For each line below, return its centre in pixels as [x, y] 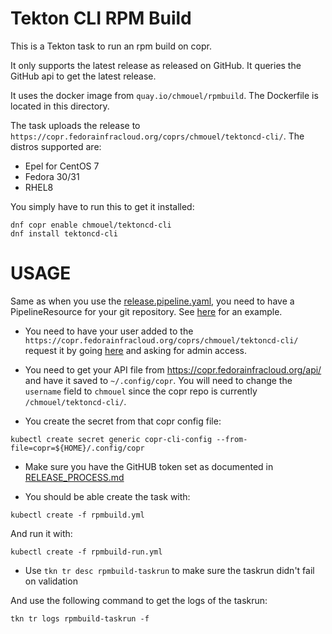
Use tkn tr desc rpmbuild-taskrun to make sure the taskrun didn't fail [169, 570]
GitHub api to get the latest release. [83, 76]
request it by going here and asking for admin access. [135, 350]
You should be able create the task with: [107, 496]
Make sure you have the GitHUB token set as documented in [149, 466]
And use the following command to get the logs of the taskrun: [139, 600]
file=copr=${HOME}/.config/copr [77, 448]
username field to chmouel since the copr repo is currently [141, 391]
